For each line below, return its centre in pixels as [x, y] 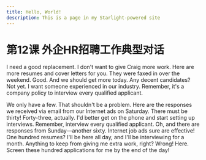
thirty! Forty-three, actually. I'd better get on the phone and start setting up [101, 118]
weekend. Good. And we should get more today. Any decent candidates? [99, 80]
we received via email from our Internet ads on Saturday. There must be [97, 111]
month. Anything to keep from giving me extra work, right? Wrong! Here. [97, 144]
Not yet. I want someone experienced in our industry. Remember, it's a [95, 87]
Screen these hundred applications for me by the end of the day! [88, 150]
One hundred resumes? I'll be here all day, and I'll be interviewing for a [95, 137]
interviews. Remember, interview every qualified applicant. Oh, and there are [103, 124]
